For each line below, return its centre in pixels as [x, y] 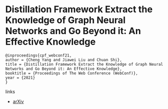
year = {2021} [20, 77]
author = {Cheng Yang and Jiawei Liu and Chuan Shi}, [64, 60]
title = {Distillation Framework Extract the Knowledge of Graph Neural [84, 64]
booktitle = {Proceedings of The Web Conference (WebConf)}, [72, 73]
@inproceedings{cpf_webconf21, [39, 55]
